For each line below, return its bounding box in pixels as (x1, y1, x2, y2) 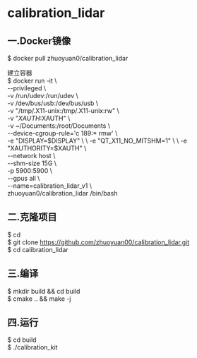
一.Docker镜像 (7, 35, 71, 47)
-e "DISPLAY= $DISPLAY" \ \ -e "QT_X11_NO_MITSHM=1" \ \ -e (7, 136, 187, 145)
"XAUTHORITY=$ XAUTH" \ (7, 144, 87, 153)
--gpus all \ (7, 174, 40, 182)
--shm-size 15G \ (7, 159, 57, 167)
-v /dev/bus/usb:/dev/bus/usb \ (7, 99, 99, 107)
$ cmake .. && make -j (7, 294, 71, 303)
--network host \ (7, 152, 56, 160)
